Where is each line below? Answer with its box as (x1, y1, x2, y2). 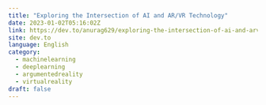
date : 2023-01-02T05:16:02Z (8, 19, 101, 27)
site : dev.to (8, 33, 51, 42)
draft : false (8, 84, 51, 93)
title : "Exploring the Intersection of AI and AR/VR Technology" (8, 11, 228, 20)
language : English (8, 41, 69, 49)
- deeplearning (15, 63, 66, 71)
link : (8, 26, 26, 34)
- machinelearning (15, 56, 77, 64)
